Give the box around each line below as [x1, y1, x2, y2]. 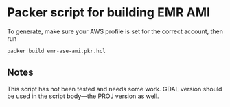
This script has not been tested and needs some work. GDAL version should [7, 85, 222, 93]
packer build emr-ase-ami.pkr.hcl [7, 48, 106, 55]
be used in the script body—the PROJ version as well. [7, 92, 159, 100]
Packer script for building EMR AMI [7, 5, 211, 20]
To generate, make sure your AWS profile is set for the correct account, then [7, 27, 224, 35]
